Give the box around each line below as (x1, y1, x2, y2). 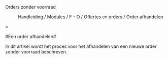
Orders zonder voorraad (5, 4, 56, 10)
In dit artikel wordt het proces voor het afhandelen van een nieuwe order (5, 43, 157, 49)
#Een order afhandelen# (5, 34, 56, 39)
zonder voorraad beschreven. (5, 49, 68, 54)
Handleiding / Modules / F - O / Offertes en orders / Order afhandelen (18, 14, 163, 20)
